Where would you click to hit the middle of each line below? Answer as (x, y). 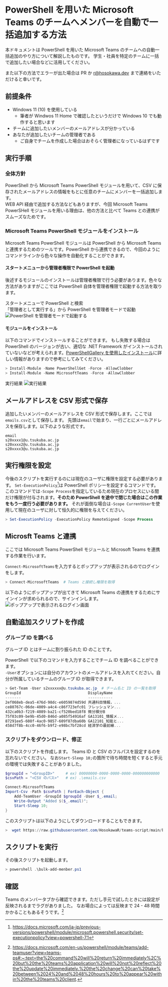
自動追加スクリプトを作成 (44, 622)
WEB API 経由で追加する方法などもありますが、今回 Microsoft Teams (76, 204)
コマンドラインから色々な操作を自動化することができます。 (66, 255)
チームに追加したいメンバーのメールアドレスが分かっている (73, 128)
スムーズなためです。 (27, 217)
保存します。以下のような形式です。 (51, 426)
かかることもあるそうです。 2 (34, 911)
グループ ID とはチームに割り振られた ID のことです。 (60, 650)
